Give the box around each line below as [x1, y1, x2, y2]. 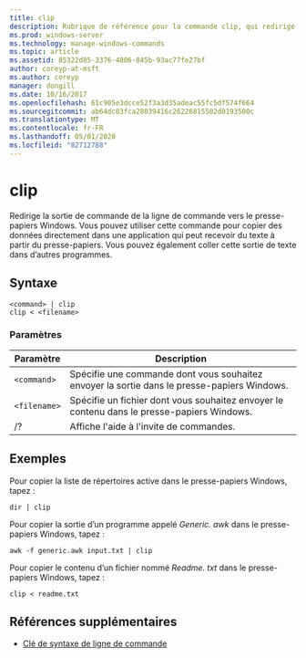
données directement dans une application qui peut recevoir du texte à [9, 229, 275, 240]
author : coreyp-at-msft [9, 65, 100, 74]
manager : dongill [9, 81, 76, 90]
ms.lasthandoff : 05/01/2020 [9, 132, 117, 141]
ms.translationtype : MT [9, 115, 100, 124]
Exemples [9, 451, 66, 466]
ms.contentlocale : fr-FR [9, 124, 104, 133]
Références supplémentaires [9, 614, 178, 630]
